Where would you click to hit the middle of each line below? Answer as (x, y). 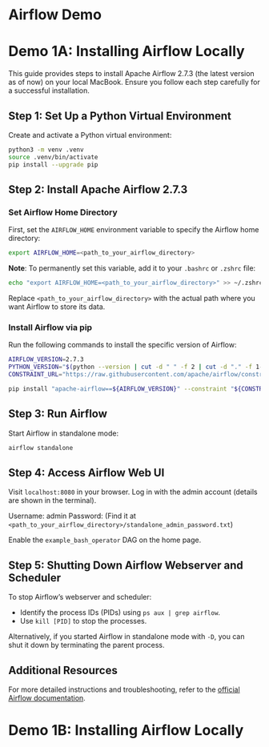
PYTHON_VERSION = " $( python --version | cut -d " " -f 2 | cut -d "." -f (130, 367)
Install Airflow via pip (50, 327)
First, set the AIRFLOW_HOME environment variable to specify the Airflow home (134, 230)
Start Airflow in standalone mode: (64, 433)
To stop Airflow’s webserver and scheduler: (80, 597)
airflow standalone (41, 448)
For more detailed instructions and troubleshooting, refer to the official (124, 689)
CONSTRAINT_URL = (35, 375)
